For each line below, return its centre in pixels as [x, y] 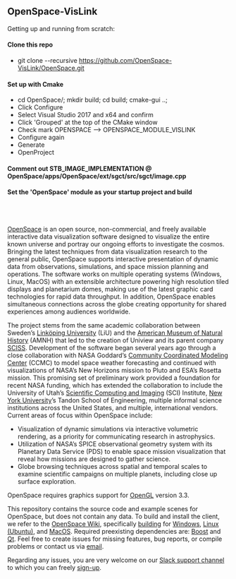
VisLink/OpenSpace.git [51, 68]
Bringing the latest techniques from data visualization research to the [107, 252]
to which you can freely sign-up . [55, 568]
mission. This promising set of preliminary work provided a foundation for [114, 378]
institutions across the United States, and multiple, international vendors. [113, 408]
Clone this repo [30, 44]
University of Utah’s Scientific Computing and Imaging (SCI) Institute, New [115, 393]
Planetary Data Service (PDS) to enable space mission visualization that [122, 452]
